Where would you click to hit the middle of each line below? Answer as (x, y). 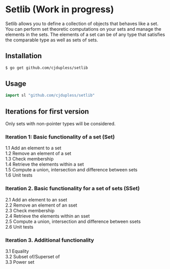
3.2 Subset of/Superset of (33, 257)
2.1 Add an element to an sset (36, 199)
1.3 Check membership (29, 159)
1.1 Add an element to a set (33, 148)
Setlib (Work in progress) (60, 9)
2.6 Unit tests (19, 227)
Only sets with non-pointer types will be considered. (61, 124)
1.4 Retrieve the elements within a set (45, 164)
